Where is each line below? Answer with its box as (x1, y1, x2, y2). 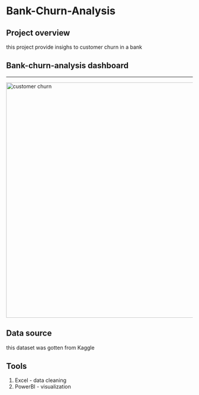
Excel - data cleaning (14, 377, 67, 384)
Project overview (6, 28, 70, 38)
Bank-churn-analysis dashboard (6, 60, 129, 71)
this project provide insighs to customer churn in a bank (6, 43, 143, 50)
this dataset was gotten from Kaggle (6, 344, 95, 351)
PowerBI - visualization (14, 383, 71, 390)
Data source (6, 328, 52, 339)
